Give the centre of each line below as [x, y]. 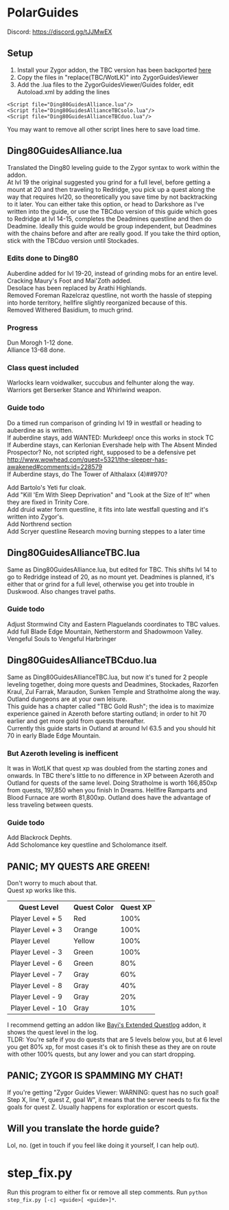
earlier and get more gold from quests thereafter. [76, 721]
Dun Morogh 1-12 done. [40, 343]
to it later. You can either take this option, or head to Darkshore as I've [106, 204]
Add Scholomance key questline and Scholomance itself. [87, 845]
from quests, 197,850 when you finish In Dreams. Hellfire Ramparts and [107, 790]
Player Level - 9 [37, 997]
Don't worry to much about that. [52, 883]
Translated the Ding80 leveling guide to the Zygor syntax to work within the [113, 167]
